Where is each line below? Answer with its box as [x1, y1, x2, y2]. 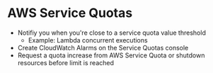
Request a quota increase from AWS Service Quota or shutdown [17, 51, 205, 60]
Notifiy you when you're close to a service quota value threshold [17, 28, 207, 37]
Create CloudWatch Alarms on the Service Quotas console [17, 43, 189, 52]
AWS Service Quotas [7, 5, 133, 21]
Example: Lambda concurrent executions [28, 35, 148, 44]
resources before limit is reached [17, 58, 115, 67]
